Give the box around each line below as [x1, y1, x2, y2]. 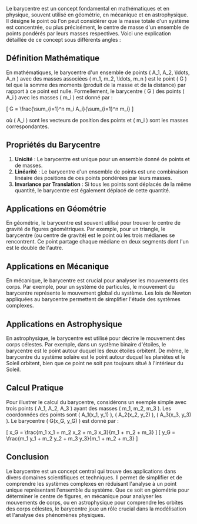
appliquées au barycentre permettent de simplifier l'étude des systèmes [6, 296, 181, 303]
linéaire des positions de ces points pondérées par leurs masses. [14, 174, 172, 181]
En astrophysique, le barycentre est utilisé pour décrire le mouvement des [6, 335, 185, 342]
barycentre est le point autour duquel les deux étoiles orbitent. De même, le [6, 347, 189, 355]
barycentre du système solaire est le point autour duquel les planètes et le [6, 353, 186, 361]
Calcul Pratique [6, 383, 64, 393]
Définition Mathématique [6, 53, 100, 64]
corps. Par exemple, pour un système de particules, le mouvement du [6, 283, 175, 291]
